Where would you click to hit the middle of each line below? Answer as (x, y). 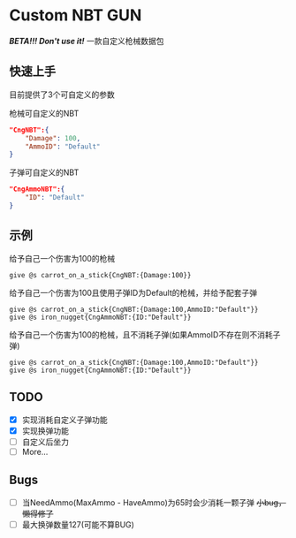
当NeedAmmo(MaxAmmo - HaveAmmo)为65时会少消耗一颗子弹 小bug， (154, 502)
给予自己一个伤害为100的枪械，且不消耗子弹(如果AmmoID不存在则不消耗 (141, 334)
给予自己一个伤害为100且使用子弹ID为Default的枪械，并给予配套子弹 (133, 292)
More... (35, 451)
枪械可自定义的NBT (44, 113)
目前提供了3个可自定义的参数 (62, 95)
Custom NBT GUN (76, 15)
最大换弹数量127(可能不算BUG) (78, 524)
